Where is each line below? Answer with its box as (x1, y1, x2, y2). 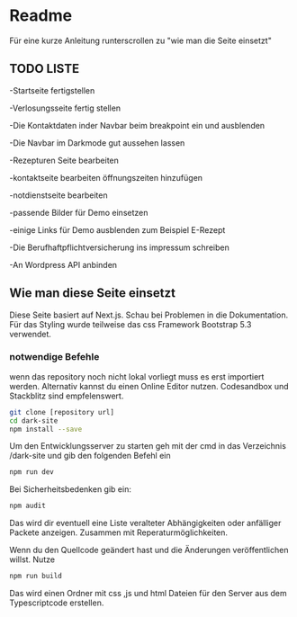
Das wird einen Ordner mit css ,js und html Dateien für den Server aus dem (9, 588, 287, 599)
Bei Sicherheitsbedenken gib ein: (9, 484, 132, 495)
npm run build (9, 572, 63, 581)
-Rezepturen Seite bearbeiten (9, 155, 120, 165)
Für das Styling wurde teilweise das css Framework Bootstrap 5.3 (9, 318, 252, 329)
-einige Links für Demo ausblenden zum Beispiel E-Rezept (9, 224, 226, 235)
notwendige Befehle (9, 351, 100, 363)
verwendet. (9, 328, 52, 339)
